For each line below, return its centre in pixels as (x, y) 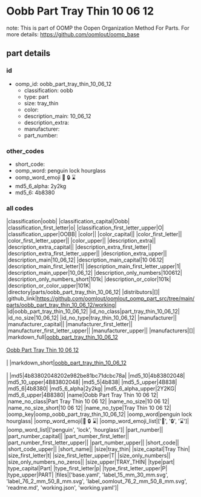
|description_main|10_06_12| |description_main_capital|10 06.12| (85, 260)
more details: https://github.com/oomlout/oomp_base (73, 34)
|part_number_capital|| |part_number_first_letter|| (68, 436)
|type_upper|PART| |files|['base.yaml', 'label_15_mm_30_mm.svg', (87, 475)
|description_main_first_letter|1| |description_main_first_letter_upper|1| (94, 266)
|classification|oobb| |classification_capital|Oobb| (68, 222)
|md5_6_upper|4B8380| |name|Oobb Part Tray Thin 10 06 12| (82, 395)
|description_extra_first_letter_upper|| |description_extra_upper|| (87, 254)
